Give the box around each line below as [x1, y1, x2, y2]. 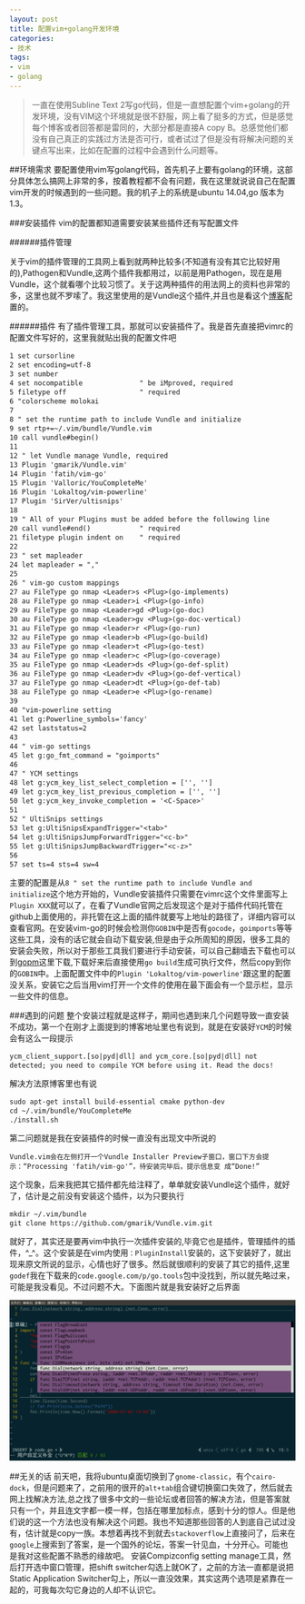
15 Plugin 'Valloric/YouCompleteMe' [9, 478, 148, 488]
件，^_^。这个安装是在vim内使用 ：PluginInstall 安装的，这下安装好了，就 [9, 1247, 284, 1258]
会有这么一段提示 [9, 1032, 74, 1044]
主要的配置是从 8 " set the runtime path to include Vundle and [9, 876, 252, 887]
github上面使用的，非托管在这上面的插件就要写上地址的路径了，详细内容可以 [9, 911, 296, 922]
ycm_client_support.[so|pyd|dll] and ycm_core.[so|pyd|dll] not [9, 1052, 258, 1061]
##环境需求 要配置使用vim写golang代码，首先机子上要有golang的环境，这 [9, 163, 286, 174]
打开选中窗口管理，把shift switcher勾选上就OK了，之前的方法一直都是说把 [16, 1561, 294, 1572]
